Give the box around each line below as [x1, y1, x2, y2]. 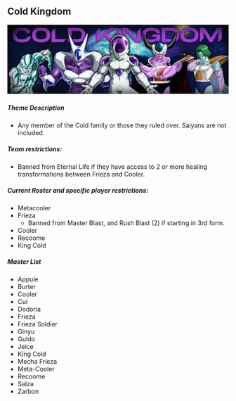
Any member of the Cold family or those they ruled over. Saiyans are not [17, 121, 227, 129]
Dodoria [17, 305, 41, 314]
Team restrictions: [7, 144, 63, 153]
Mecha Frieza [17, 357, 58, 366]
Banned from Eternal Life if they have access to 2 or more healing [17, 163, 208, 171]
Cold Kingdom [7, 6, 72, 18]
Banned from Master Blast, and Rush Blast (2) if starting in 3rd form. [27, 219, 225, 227]
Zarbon [17, 387, 39, 396]
